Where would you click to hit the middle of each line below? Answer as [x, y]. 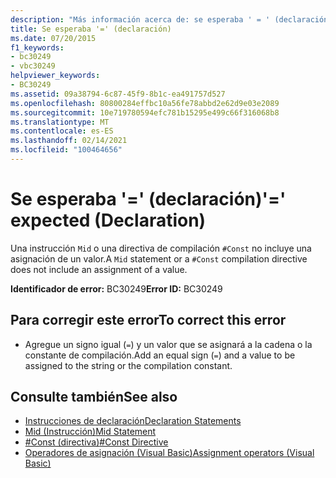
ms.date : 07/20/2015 [53, 38]
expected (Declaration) [108, 220]
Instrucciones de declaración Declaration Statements [133, 421]
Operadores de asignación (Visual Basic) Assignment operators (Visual [169, 453]
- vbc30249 [33, 66]
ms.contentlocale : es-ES [62, 131]
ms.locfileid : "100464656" [66, 150]
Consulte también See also [94, 397]
